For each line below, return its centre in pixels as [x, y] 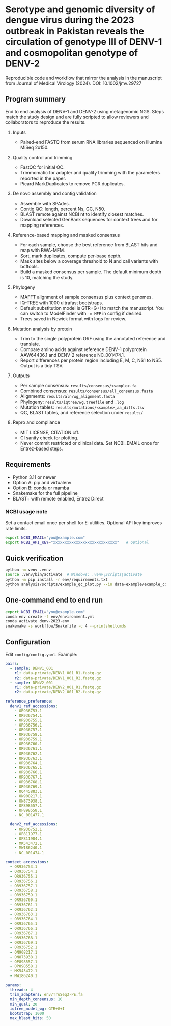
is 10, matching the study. [47, 277]
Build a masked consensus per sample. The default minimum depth [91, 272]
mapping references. [42, 225]
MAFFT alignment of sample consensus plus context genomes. [86, 297]
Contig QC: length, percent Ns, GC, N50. [63, 209]
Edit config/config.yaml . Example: [41, 655]
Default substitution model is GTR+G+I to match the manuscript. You [92, 308]
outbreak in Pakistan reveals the [75, 31]
